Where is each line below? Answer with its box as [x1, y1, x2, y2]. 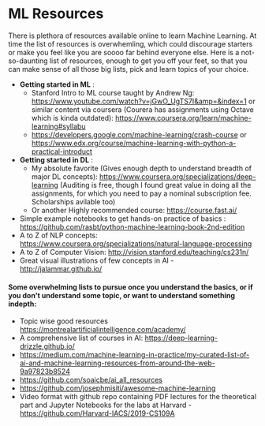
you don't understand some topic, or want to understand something [8, 290, 235, 300]
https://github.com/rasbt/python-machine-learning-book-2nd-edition [19, 222, 245, 231]
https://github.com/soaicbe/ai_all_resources [19, 376, 163, 385]
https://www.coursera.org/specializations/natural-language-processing [19, 238, 252, 248]
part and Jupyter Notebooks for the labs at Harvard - [19, 400, 192, 410]
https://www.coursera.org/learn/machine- [115, 113, 252, 122]
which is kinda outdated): [31, 113, 114, 122]
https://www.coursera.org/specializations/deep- [99, 171, 256, 181]
